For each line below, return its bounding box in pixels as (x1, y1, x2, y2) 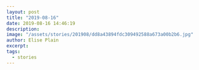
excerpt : (6, 43, 29, 49)
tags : (6, 49, 20, 55)
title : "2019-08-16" (6, 15, 60, 21)
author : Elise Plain (6, 37, 60, 43)
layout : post (6, 9, 40, 15)
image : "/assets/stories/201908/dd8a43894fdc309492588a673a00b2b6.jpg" (6, 32, 193, 38)
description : (6, 26, 40, 32)
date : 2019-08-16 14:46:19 (6, 20, 76, 26)
